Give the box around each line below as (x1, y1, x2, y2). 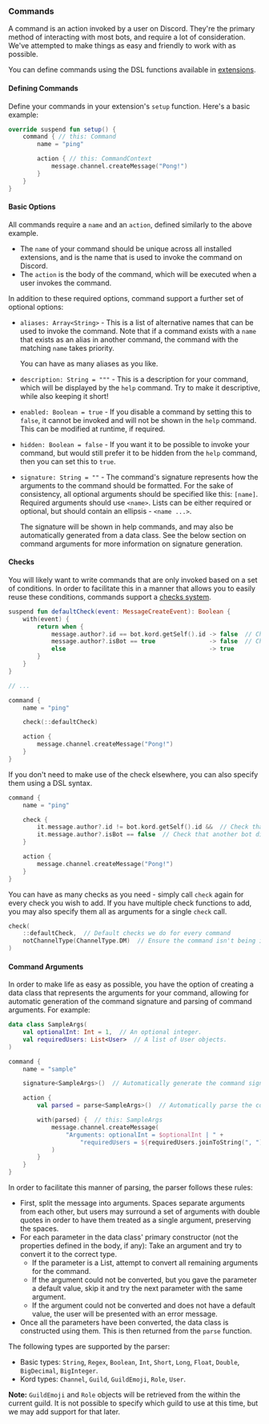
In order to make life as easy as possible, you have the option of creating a (8, 979, 254, 989)
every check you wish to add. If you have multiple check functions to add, (8, 897, 252, 908)
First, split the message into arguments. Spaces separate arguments (19, 1198, 246, 1208)
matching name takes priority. (19, 343, 114, 352)
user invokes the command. (19, 278, 112, 287)
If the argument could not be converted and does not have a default (31, 1300, 256, 1310)
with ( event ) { (22, 615, 70, 623)
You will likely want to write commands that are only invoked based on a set (8, 575, 258, 584)
